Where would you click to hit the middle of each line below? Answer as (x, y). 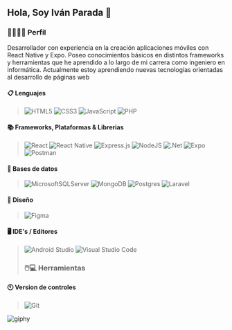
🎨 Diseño (20, 200)
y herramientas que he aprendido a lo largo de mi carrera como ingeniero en (116, 62)
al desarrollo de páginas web (48, 77)
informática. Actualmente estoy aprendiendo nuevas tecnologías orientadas (115, 69)
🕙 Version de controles (42, 287)
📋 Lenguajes (27, 93)
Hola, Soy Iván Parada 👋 (60, 13)
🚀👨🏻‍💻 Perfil (27, 33)
